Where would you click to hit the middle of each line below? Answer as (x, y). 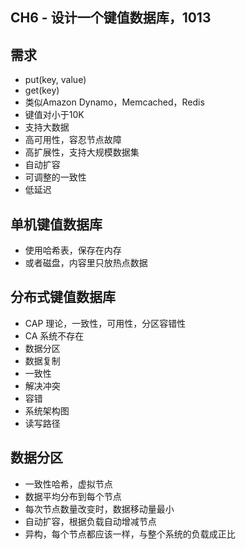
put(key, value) (55, 80)
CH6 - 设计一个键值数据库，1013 (111, 18)
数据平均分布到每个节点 (73, 496)
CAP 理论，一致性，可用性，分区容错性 (105, 323)
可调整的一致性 (55, 177)
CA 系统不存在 (54, 335)
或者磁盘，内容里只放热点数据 (86, 263)
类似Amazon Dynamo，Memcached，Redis (114, 102)
